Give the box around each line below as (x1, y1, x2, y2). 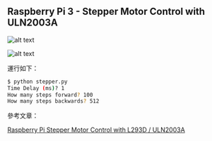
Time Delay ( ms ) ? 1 (7, 84, 65, 91)
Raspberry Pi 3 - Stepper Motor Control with (7, 6, 206, 18)
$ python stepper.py (7, 78, 69, 85)
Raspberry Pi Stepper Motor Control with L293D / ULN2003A (7, 125, 185, 134)
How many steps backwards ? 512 (7, 98, 100, 105)
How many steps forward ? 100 (7, 91, 93, 98)
